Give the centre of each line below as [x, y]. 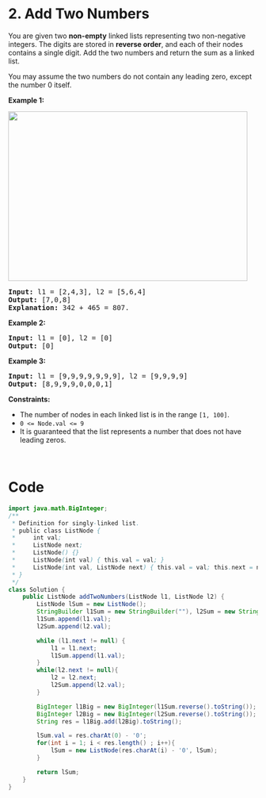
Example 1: [27, 100]
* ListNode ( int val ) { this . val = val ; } [88, 560]
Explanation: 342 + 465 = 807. [69, 307]
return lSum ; [58, 772]
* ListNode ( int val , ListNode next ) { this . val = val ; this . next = [132, 567]
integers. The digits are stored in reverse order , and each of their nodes [126, 44]
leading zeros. [43, 439]
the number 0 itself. [40, 85]
